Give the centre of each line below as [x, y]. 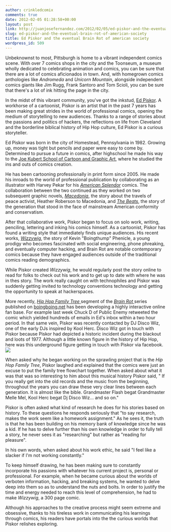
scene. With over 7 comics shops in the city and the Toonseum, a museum [83, 63]
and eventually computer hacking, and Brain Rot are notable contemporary [83, 249]
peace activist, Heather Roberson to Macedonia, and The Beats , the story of [85, 201]
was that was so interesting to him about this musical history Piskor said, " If [85, 376]
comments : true [21, 15]
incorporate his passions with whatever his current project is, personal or [82, 470]
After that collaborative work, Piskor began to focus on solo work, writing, [82, 222]
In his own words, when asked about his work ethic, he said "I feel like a [81, 450]
